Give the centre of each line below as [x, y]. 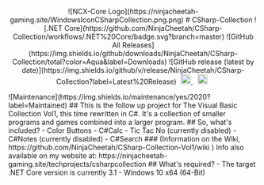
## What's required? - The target [202, 164]
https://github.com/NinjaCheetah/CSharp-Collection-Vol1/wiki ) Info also [126, 147]
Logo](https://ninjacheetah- [153, 11]
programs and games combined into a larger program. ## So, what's [120, 122]
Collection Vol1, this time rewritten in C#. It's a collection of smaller [117, 113]
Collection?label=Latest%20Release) [116, 81]
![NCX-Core [87, 11]
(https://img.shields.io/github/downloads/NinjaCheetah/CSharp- [133, 53]
